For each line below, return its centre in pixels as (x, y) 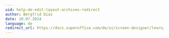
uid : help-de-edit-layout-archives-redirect (53, 10)
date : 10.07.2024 (23, 19)
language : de (19, 23)
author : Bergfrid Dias (29, 14)
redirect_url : (20, 28)
